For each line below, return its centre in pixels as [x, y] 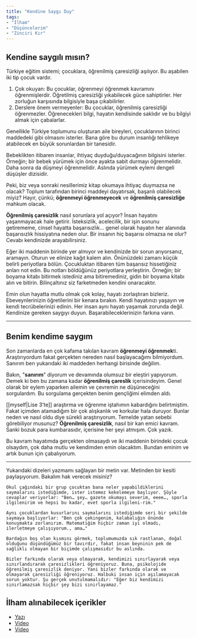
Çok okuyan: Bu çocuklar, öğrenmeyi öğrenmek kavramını [84, 89]
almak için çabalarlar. [40, 120]
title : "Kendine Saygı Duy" [40, 11]
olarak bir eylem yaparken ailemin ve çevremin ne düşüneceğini [83, 387]
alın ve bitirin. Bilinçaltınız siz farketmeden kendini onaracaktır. [81, 283]
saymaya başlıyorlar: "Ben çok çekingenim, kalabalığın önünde [85, 518]
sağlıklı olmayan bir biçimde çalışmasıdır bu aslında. [76, 549]
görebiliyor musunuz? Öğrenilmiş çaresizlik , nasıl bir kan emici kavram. [93, 423]
